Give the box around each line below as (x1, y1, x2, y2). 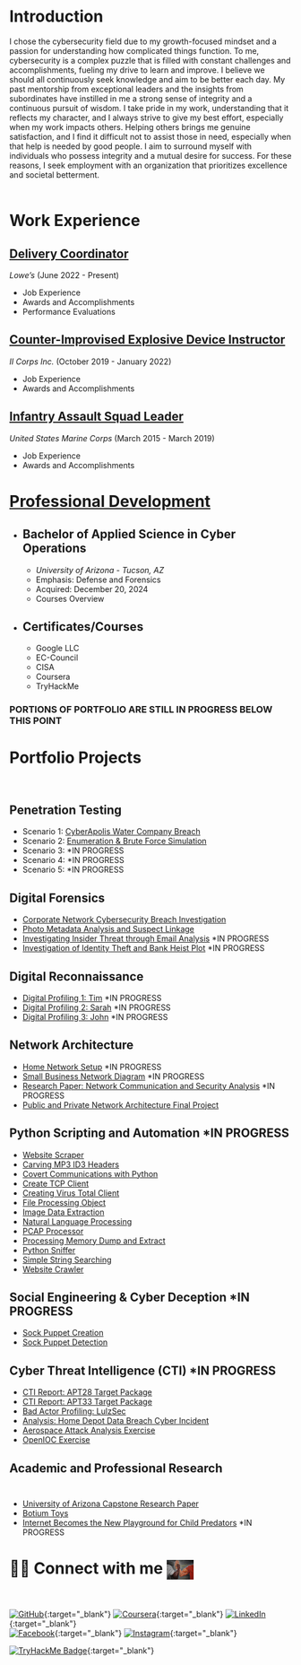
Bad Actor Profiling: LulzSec (21, 1406, 127, 1417)
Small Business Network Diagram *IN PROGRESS (21, 1070, 205, 1082)
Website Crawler (21, 1263, 84, 1275)
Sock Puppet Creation (21, 1328, 104, 1338)
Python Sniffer (21, 1244, 76, 1255)
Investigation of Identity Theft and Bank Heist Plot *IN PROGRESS (21, 943, 265, 954)
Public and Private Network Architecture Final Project (21, 1099, 219, 1110)
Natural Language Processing (21, 1216, 133, 1226)
